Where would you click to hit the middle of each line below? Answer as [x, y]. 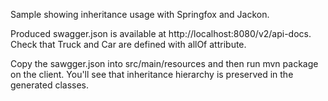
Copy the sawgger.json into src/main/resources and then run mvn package [164, 63]
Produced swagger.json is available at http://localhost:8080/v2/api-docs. [161, 33]
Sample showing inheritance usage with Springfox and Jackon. [140, 14]
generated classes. [50, 85]
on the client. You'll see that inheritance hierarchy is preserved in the [152, 74]
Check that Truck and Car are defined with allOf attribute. [128, 44]
